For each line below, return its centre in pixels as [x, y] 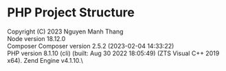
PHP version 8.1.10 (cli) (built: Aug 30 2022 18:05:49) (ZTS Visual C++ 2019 [113, 53]
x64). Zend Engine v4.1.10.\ [45, 60]
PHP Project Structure [71, 13]
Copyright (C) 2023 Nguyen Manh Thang [65, 31]
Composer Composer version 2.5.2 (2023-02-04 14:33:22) [91, 46]
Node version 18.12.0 [36, 38]
